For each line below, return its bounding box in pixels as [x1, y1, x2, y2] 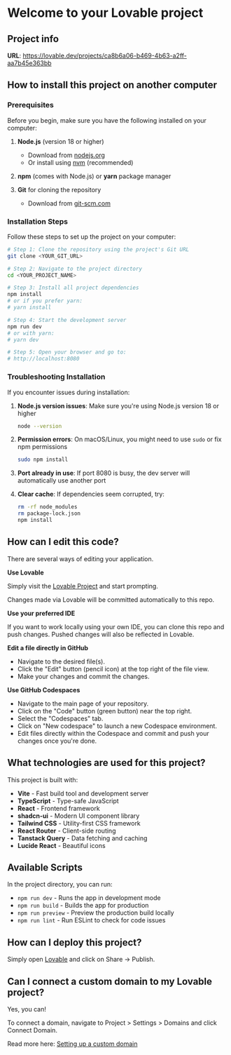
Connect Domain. [7, 1026, 58, 1034]
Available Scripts [7, 861, 83, 873]
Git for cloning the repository [17, 185, 101, 194]
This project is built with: [7, 775, 78, 784]
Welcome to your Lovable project [7, 5, 204, 21]
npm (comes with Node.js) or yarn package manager [17, 172, 171, 180]
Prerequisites [7, 100, 54, 110]
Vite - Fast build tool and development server [17, 789, 149, 798]
